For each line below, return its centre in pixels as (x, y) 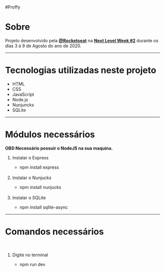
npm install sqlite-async (44, 207)
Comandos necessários (55, 232)
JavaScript (23, 94)
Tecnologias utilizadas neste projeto (81, 70)
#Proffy (13, 7)
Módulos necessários (50, 135)
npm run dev (32, 264)
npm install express (39, 167)
